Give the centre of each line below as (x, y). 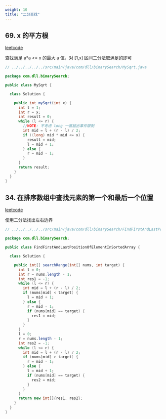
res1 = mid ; (44, 316)
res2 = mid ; (44, 380)
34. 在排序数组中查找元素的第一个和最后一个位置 (79, 197)
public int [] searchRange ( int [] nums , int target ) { (69, 265)
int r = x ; (29, 112)
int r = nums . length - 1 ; (45, 274)
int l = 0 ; (29, 270)
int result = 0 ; (35, 117)
